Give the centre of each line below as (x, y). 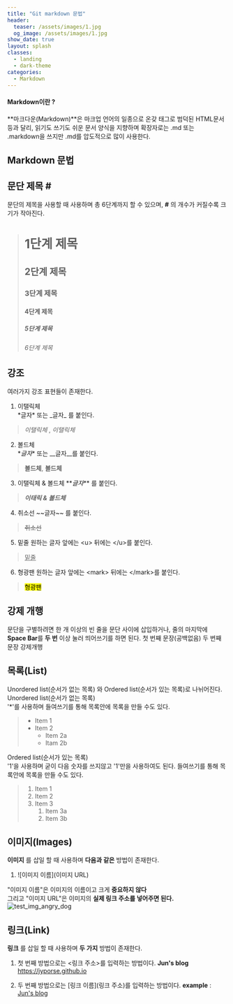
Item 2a (56, 735)
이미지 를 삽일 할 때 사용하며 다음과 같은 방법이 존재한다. (83, 860)
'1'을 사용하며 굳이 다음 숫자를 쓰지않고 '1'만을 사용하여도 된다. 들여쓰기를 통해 (113, 766)
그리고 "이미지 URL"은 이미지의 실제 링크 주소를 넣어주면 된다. (91, 898)
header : (18, 20)
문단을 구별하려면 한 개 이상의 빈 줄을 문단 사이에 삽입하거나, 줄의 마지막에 (107, 629)
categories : (24, 72)
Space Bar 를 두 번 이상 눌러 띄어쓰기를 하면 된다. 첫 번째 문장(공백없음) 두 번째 (114, 638)
